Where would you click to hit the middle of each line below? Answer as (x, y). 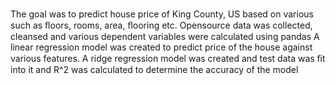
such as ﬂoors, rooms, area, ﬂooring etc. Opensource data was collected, (161, 25)
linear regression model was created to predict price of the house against (161, 47)
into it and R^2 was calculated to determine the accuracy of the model (154, 70)
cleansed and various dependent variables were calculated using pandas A (165, 37)
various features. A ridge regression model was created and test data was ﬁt (168, 59)
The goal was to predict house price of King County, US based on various (162, 14)
